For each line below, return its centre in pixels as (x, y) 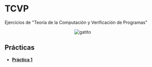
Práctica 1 (22, 60)
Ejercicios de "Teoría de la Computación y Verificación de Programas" (76, 22)
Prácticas (20, 48)
